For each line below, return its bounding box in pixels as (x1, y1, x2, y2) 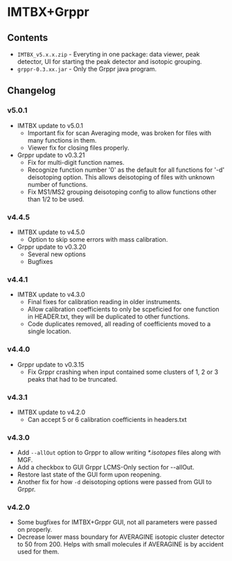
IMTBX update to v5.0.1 (17, 121, 83, 130)
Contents (7, 32, 48, 44)
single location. (27, 327, 71, 336)
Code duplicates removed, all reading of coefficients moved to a (27, 320, 211, 328)
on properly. (17, 526, 53, 534)
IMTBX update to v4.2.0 (17, 408, 86, 416)
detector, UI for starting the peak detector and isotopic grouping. (17, 57, 202, 66)
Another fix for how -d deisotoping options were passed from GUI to (17, 478, 213, 486)
